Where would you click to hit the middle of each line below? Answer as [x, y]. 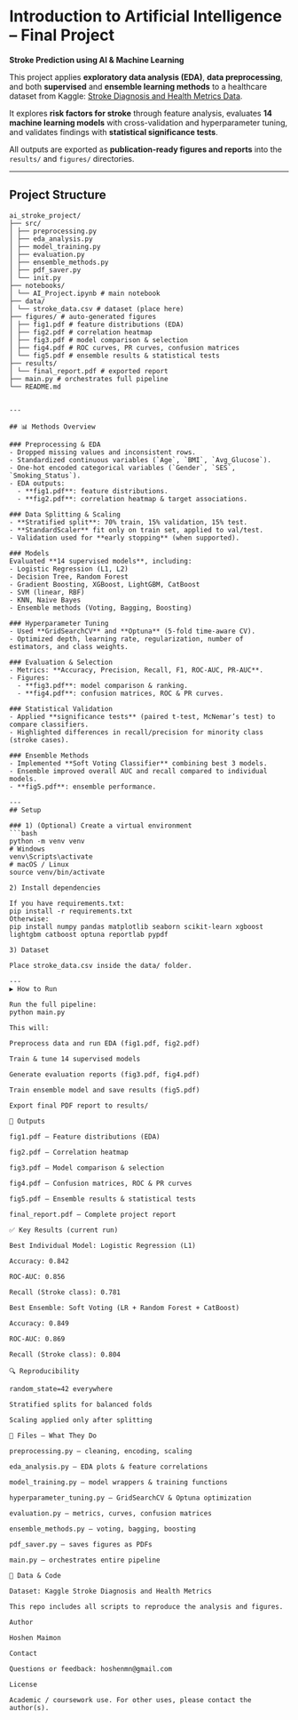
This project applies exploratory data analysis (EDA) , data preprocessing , [146, 76]
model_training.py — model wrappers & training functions [118, 1482]
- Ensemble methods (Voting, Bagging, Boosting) [101, 608]
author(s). [29, 1708]
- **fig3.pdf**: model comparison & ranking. [103, 685]
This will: [29, 1028]
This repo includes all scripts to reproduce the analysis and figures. [146, 1606]
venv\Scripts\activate [51, 856]
